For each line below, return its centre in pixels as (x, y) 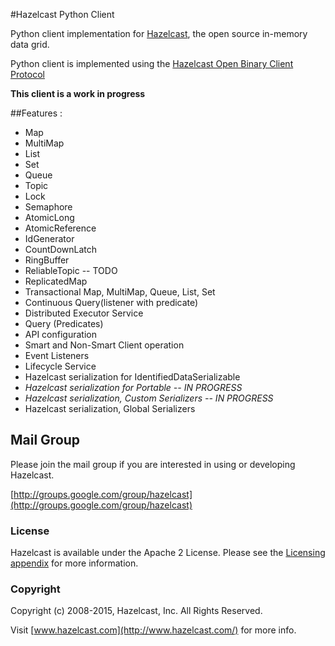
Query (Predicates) (64, 323)
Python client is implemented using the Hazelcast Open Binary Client (152, 63)
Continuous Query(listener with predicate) (111, 302)
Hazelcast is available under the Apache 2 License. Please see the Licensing (168, 553)
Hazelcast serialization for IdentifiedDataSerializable (132, 377)
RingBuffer (47, 260)
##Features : (36, 113)
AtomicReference (60, 228)
